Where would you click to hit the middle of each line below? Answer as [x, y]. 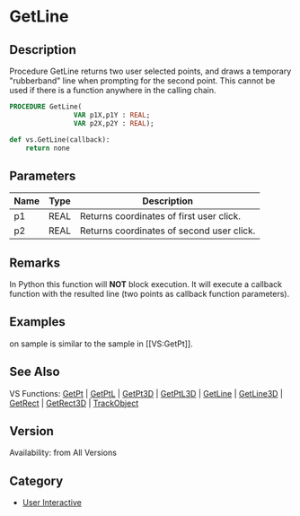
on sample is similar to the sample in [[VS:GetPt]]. [101, 344]
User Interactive [52, 503]
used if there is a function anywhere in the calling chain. [113, 90]
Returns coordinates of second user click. [168, 231]
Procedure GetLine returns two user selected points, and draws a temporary [150, 71]
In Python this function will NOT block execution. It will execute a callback [146, 284]
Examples [37, 322]
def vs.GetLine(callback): [60, 140]
